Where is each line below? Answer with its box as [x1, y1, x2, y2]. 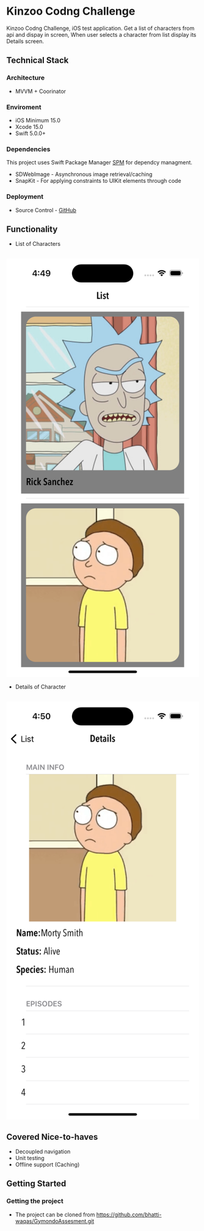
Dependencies [6, 145, 51, 153]
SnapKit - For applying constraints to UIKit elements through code [15, 177, 181, 185]
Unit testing [15, 1154, 45, 1161]
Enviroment [6, 103, 42, 111]
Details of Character [15, 683, 66, 690]
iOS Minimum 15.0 [15, 116, 61, 124]
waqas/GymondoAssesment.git [15, 1217, 95, 1224]
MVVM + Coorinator [15, 87, 66, 95]
